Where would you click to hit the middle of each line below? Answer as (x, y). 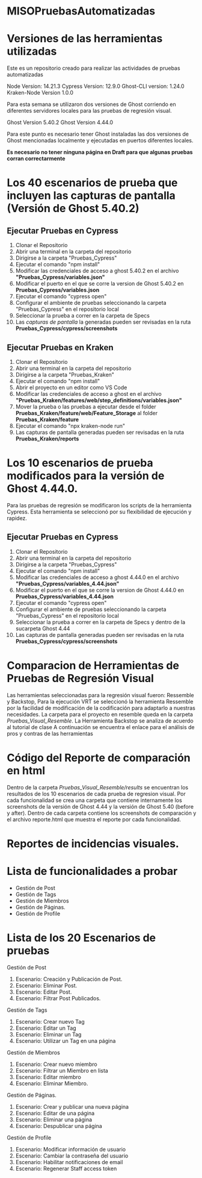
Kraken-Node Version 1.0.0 (40, 93)
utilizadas (32, 52)
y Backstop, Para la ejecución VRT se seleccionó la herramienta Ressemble (100, 701)
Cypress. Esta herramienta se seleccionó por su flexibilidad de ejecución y (99, 512)
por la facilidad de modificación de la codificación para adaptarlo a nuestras (101, 708)
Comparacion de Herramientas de (93, 666)
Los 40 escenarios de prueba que (92, 183)
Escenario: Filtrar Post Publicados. (58, 998)
